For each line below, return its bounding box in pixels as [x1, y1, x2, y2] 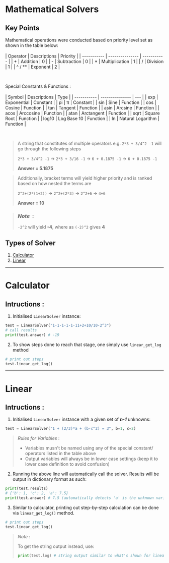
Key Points [5, 24, 40, 32]
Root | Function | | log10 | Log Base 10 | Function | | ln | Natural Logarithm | [5, 116, 159, 122]
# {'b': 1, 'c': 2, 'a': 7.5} [5, 491, 69, 496]
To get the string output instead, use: [17, 543, 95, 549]
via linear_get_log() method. [12, 510, 74, 516]
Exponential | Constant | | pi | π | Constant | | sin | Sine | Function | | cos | [5, 99, 156, 105]
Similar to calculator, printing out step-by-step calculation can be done [12, 504, 159, 511]
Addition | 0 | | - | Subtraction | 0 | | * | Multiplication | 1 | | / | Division [21, 59, 164, 64]
